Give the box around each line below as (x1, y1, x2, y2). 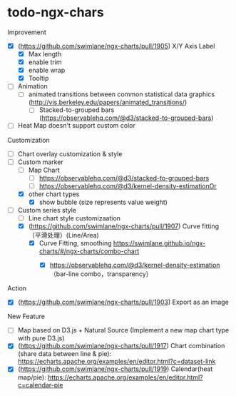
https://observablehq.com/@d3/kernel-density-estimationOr (39, 181, 217, 190)
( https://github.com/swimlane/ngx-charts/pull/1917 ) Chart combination (17, 342, 225, 350)
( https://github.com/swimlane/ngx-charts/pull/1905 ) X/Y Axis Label (17, 41, 215, 50)
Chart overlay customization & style (17, 149, 123, 158)
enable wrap (28, 66, 66, 75)
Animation (17, 82, 48, 91)
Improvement (7, 28, 46, 36)
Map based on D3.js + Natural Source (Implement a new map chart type (17, 326, 230, 335)
